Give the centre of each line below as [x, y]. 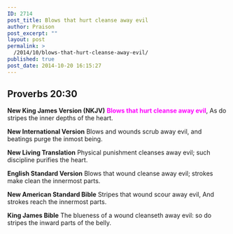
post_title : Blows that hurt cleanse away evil [78, 20]
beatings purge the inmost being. [55, 139]
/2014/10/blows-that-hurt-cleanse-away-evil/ [81, 53]
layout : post [26, 40]
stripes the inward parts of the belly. [59, 223]
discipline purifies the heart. [48, 160]
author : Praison [31, 27]
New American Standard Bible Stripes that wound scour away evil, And [111, 195]
